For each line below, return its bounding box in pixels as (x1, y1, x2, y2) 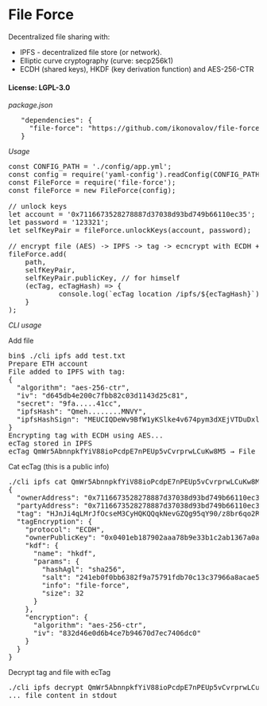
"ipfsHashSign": (16, 415, 80, 424)
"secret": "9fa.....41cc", (16, 399, 122, 408)
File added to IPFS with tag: (8, 367, 126, 376)
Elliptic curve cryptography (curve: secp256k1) (19, 56, 173, 65)
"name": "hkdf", (33, 549, 97, 559)
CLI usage (8, 320, 42, 330)
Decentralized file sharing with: (8, 32, 110, 41)
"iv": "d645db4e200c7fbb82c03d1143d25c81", (16, 391, 189, 400)
